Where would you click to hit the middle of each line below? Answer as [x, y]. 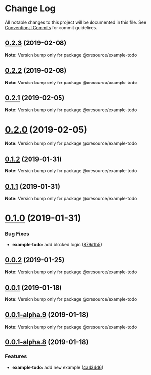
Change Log [30, 9]
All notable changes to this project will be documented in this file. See [76, 22]
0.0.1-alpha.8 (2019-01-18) [47, 342]
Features [16, 356]
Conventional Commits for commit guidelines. [51, 27]
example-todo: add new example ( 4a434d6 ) [58, 367]
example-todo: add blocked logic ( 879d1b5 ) [57, 245]
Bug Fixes [17, 234]
